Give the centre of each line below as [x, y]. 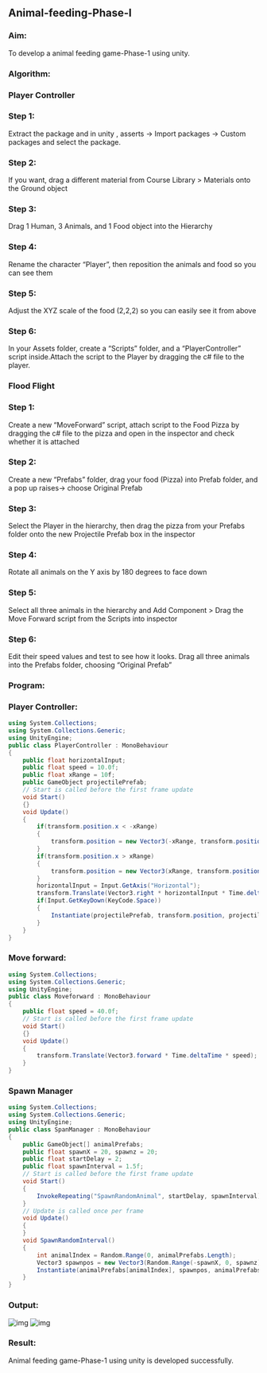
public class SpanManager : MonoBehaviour [79, 1129]
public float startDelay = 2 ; [73, 1159]
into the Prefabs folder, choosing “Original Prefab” [90, 665]
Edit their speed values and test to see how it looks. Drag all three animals [129, 657]
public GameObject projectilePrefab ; [85, 782]
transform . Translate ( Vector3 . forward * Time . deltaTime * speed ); [147, 1056]
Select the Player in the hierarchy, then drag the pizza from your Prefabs [126, 526]
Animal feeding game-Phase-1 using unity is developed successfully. [121, 1360]
